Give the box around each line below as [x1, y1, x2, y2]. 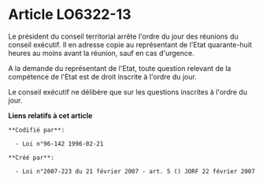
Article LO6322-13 [8, 6, 131, 24]
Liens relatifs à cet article [8, 110, 93, 120]
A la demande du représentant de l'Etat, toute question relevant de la [8, 63, 232, 72]
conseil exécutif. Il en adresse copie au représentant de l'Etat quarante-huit [8, 39, 252, 49]
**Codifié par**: [8, 126, 65, 134]
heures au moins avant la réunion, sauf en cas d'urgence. [8, 48, 194, 58]
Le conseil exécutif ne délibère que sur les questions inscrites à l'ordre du [8, 87, 248, 96]
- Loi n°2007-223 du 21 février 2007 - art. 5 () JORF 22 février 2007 [15, 167, 256, 175]
